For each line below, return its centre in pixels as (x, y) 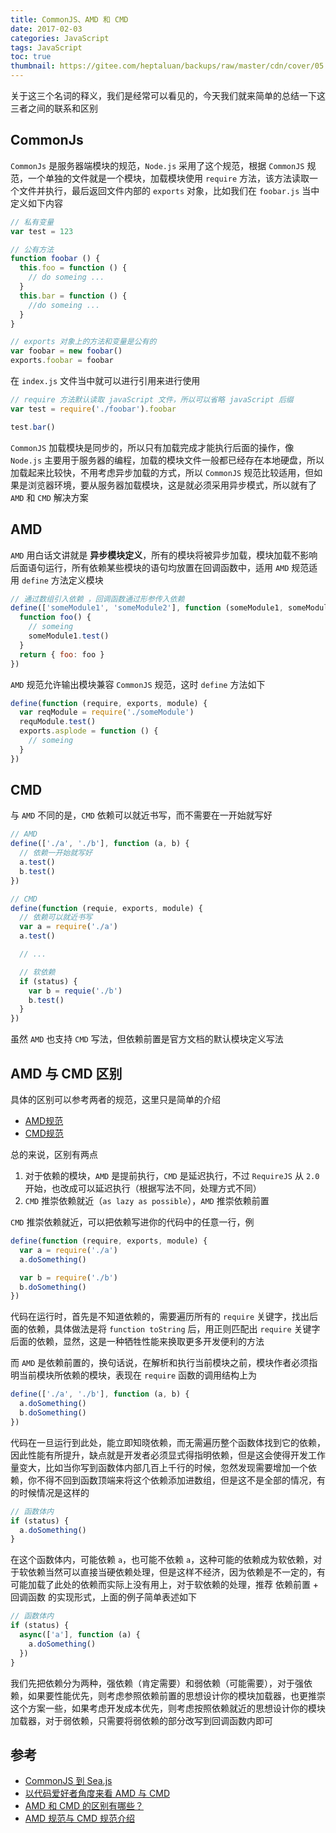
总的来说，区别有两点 (54, 1154)
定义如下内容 (36, 203)
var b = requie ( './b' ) (75, 991)
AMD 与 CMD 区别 (66, 1073)
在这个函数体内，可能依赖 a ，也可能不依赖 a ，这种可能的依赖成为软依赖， (162, 1560)
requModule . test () (58, 722)
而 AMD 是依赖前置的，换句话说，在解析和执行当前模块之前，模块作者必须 (160, 1363)
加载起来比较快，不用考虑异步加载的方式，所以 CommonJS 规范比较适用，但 (162, 472)
